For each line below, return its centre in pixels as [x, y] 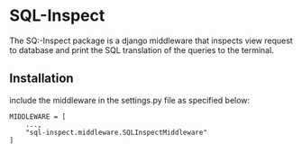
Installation [41, 79]
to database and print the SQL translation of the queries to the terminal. [142, 49]
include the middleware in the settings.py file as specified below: [130, 100]
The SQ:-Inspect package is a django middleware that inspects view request [151, 40]
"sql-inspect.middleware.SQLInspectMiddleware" [116, 132]
